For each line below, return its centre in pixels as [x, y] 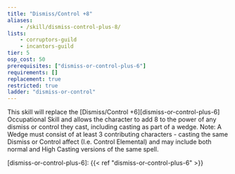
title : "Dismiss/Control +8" [50, 14]
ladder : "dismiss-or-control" [52, 92]
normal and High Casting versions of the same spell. [83, 149]
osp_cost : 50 [26, 60]
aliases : [20, 20]
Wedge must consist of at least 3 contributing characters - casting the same [118, 135]
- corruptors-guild [49, 40]
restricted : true [33, 86]
